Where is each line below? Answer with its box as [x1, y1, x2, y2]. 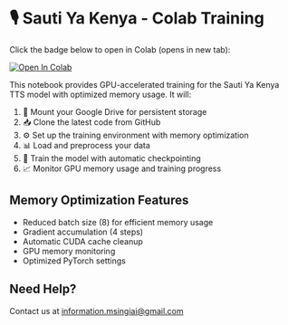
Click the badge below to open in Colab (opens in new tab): [9, 43, 231, 55]
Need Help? [9, 282, 77, 297]
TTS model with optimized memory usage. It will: [9, 89, 192, 100]
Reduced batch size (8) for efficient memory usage [22, 216, 214, 227]
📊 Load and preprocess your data [22, 139, 151, 150]
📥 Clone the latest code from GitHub [22, 116, 161, 128]
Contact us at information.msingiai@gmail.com [9, 305, 184, 316]
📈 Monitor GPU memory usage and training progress [22, 163, 222, 174]
